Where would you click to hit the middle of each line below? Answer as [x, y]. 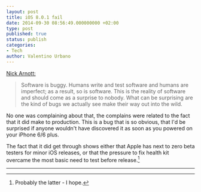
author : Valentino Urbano [38, 56]
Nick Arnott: [21, 73]
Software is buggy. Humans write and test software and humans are [105, 85]
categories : [21, 45]
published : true [26, 34]
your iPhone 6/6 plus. [33, 135]
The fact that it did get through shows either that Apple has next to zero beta [101, 146]
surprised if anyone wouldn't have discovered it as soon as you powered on [100, 128]
